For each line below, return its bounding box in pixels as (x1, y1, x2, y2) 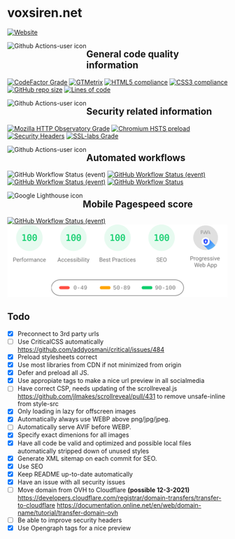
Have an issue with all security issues (17, 477, 126, 486)
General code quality (86, 48, 180, 60)
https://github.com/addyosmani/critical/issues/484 (17, 345, 165, 353)
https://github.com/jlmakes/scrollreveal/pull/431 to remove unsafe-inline (17, 392, 226, 400)
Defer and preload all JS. (17, 369, 90, 377)
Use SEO (17, 462, 43, 470)
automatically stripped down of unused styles (17, 447, 150, 455)
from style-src (17, 400, 59, 408)
